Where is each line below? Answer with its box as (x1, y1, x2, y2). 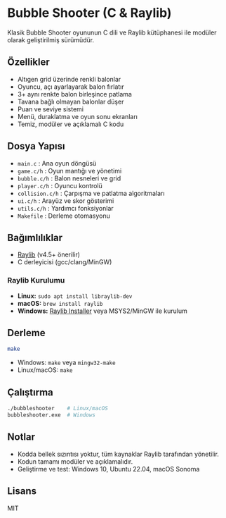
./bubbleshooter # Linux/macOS (7, 405, 109, 412)
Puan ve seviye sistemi (17, 104, 84, 113)
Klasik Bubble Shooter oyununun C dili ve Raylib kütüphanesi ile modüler (7, 28, 217, 37)
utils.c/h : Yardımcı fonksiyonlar (17, 204, 114, 212)
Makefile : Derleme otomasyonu (17, 211, 110, 220)
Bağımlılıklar (7, 231, 63, 244)
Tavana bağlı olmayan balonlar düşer (17, 97, 124, 106)
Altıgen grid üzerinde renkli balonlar (17, 75, 121, 83)
